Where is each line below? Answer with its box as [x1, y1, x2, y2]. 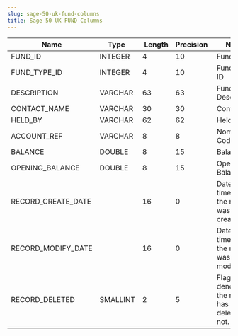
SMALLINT [99, 294, 136, 304]
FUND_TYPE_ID [11, 67, 62, 77]
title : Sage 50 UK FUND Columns [7, 17, 103, 24]
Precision [175, 40, 208, 50]
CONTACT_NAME [11, 103, 69, 113]
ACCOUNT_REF [11, 131, 63, 141]
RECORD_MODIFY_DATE [11, 243, 93, 253]
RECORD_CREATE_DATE [11, 196, 92, 206]
